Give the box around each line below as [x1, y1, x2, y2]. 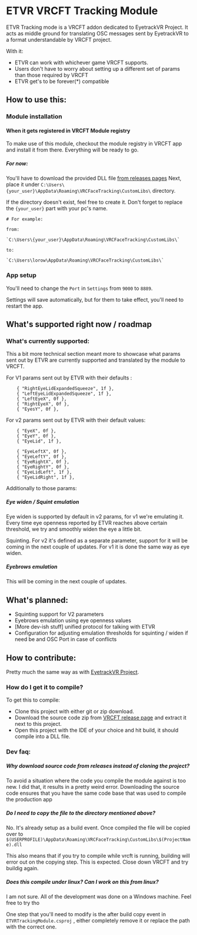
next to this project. [14, 721, 62, 728]
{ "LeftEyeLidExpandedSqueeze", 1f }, [16, 391, 112, 397]
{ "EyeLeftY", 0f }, [16, 454, 67, 460]
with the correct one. [6, 923, 57, 930]
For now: [6, 160, 28, 167]
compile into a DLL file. [14, 733, 71, 740]
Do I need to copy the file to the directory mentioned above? [6, 809, 156, 817]
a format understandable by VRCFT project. [6, 36, 112, 43]
